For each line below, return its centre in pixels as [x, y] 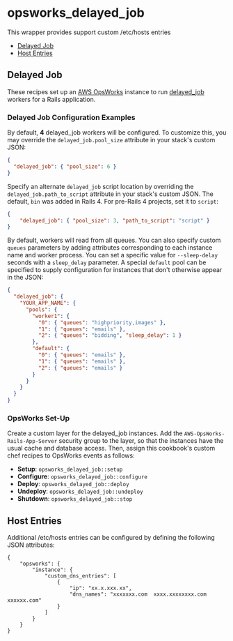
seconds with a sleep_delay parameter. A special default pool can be [107, 262]
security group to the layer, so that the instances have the [141, 441]
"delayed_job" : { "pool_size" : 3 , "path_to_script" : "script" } [115, 220]
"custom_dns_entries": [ [80, 576]
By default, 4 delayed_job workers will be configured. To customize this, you [117, 133]
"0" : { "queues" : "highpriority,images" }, [102, 322]
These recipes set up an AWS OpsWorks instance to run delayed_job [106, 91]
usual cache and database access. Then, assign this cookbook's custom [111, 448]
